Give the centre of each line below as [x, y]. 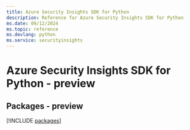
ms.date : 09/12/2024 [33, 23]
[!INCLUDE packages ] [34, 121]
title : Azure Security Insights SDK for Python [68, 12]
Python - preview [51, 84]
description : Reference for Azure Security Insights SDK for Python [95, 18]
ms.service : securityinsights [45, 40]
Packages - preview [45, 106]
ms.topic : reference [33, 29]
